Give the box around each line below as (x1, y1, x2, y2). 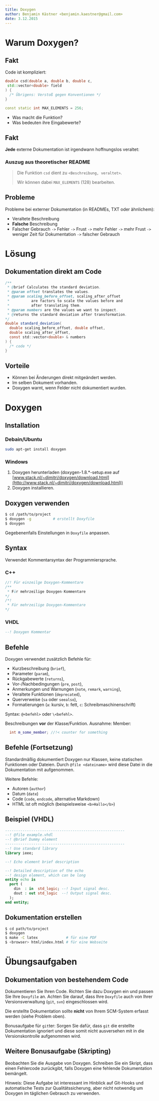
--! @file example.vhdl (5, 832, 53, 837)
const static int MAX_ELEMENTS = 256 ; (5, 106, 84, 110)
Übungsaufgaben (5, 957, 77, 967)
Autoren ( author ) (12, 785, 46, 791)
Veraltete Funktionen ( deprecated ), (12, 691, 81, 697)
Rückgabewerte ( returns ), (12, 676, 65, 682)
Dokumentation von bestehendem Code (5, 975, 129, 984)
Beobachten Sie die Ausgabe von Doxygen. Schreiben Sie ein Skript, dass (5, 1060, 153, 1066)
